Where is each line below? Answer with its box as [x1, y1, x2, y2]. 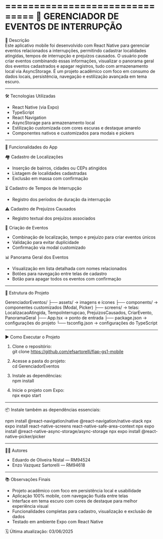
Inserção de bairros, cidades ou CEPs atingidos [12, 165, 107, 171]
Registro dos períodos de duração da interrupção [12, 196, 111, 202]
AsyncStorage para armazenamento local [12, 120, 96, 126]
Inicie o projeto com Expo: [12, 387, 65, 393]
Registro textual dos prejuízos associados [12, 215, 96, 221]
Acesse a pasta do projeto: [12, 358, 66, 364]
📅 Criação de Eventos [5, 224, 49, 230]
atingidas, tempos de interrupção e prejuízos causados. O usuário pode [5, 53, 148, 58]
